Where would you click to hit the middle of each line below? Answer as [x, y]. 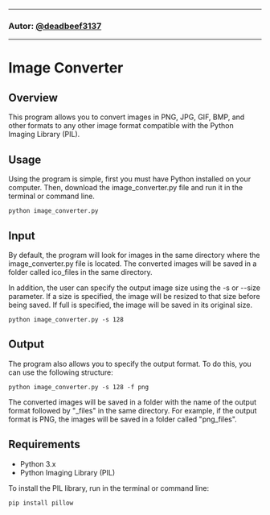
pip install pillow [41, 503]
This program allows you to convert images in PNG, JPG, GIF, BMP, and [127, 117]
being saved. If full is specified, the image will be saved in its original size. [131, 305]
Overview [33, 98]
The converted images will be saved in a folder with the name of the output [133, 402]
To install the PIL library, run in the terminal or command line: [109, 488]
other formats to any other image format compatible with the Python [121, 126]
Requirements [44, 444]
